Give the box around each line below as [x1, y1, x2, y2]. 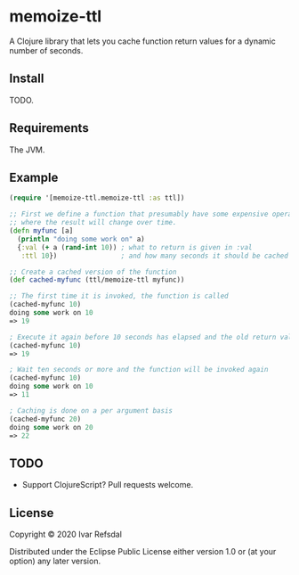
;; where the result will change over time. [9, 218, 177, 227]
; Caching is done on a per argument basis [9, 406, 174, 415]
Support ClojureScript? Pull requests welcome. [21, 480, 194, 490]
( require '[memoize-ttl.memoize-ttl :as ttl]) [9, 193, 185, 202]
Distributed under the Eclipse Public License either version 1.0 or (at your [9, 546, 277, 556]
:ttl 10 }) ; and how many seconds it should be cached [20, 251, 289, 260]
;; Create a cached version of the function [9, 267, 177, 276]
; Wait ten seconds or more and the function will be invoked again [9, 366, 269, 374]
